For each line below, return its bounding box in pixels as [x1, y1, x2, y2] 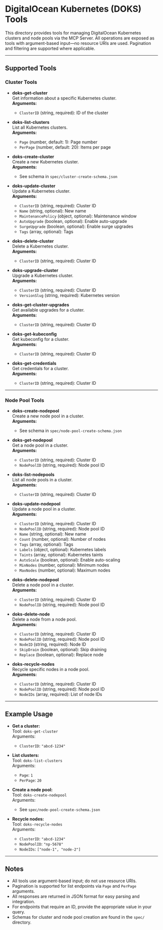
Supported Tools [5, 64, 57, 73]
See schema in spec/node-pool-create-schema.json [19, 428, 122, 434]
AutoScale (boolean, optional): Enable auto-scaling [19, 557, 120, 563]
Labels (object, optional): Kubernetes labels [19, 546, 107, 552]
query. [12, 909, 25, 915]
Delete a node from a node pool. [12, 616, 77, 622]
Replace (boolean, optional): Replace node [19, 652, 104, 657]
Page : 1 [19, 772, 33, 778]
